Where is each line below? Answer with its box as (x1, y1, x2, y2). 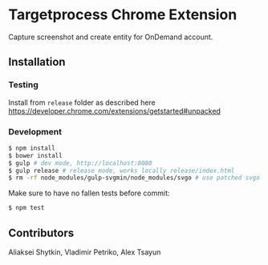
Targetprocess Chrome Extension (8, 6, 238, 24)
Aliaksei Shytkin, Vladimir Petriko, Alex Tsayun (8, 247, 161, 257)
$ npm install (8, 144, 56, 152)
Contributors (8, 226, 75, 239)
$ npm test (8, 204, 45, 212)
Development (8, 126, 63, 137)
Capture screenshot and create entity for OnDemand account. (8, 32, 213, 42)
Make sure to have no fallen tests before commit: (8, 188, 170, 198)
